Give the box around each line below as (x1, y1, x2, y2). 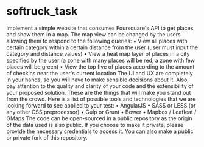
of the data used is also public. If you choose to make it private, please (6, 121, 184, 128)
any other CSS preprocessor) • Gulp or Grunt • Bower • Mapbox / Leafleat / (6, 108, 197, 115)
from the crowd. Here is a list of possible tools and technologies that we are (6, 95, 196, 103)
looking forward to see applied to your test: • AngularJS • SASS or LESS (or (6, 101, 196, 109)
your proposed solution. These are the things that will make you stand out (6, 89, 191, 96)
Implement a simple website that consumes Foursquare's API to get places (6, 24, 194, 32)
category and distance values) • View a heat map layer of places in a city (6, 50, 190, 57)
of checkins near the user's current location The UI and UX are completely (6, 69, 193, 77)
